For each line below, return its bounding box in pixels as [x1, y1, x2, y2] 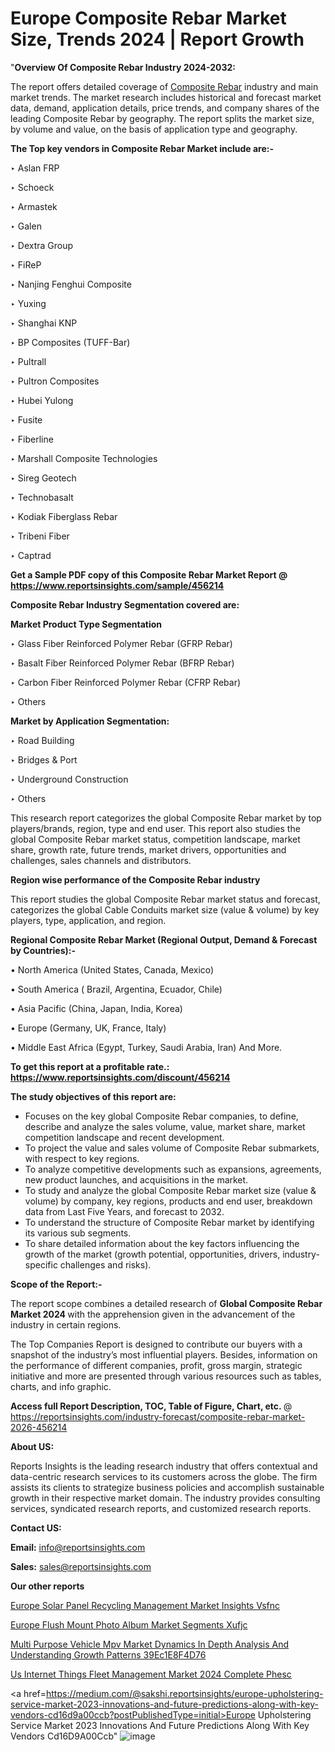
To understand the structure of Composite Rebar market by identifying [24, 1216, 315, 1228]
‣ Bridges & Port [10, 753, 78, 766]
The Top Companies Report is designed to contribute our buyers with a [10, 1338, 303, 1350]
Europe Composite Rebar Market [10, 7, 287, 30]
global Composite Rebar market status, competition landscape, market [10, 833, 301, 845]
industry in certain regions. [10, 1318, 122, 1331]
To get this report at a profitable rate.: [10, 1060, 170, 1072]
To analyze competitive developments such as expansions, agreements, [24, 1163, 322, 1175]
